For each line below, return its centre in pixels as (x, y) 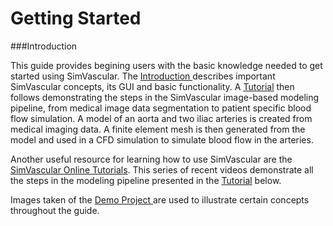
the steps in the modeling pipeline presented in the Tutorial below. (146, 180)
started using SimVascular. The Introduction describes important (143, 76)
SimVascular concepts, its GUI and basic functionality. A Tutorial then (152, 86)
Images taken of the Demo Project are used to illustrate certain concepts (160, 199)
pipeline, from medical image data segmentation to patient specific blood (161, 108)
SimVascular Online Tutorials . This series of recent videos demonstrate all (162, 169)
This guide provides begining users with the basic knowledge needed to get (166, 65)
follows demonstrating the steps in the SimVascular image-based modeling (165, 97)
